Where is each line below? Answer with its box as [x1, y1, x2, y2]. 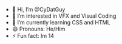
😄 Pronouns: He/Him [12, 25, 66, 32]
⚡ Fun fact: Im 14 [12, 32, 55, 39]
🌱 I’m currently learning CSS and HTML [12, 19, 110, 26]
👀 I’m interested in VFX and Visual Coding [12, 12, 117, 20]
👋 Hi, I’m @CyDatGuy [12, 6, 66, 13]
